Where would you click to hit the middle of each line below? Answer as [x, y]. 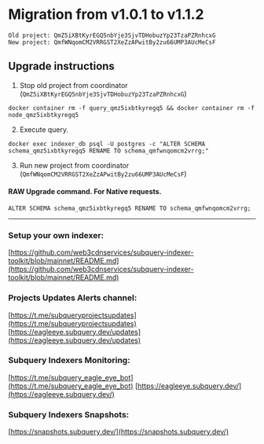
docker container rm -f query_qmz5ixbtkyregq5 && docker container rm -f [132, 108]
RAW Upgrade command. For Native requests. [85, 192]
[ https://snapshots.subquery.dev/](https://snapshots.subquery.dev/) [119, 432]
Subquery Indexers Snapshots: [69, 414]
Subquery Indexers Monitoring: [70, 361]
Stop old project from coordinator [73, 85]
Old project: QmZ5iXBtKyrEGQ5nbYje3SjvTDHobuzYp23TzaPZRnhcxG [112, 35]
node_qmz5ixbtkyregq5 [44, 115]
